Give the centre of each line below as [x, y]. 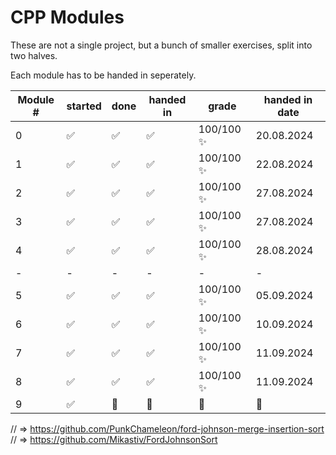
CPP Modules [67, 17]
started [84, 106]
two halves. [34, 55]
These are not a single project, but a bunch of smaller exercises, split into [161, 45]
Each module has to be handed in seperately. [103, 75]
